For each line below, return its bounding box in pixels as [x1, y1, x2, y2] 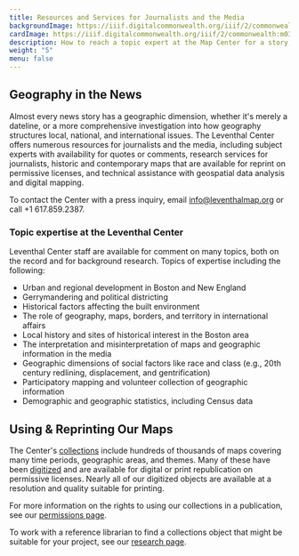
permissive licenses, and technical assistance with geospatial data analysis [9, 167, 285, 178]
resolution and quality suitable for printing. [9, 482, 165, 494]
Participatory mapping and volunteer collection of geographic [21, 377, 248, 388]
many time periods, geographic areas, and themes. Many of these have [9, 455, 271, 465]
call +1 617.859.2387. [9, 204, 85, 214]
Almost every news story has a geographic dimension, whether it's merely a [9, 110, 287, 121]
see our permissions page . [9, 509, 107, 520]
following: [9, 265, 45, 276]
